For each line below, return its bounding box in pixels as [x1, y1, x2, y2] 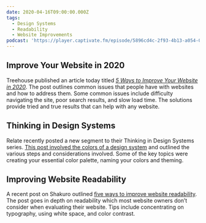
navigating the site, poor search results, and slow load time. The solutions [6, 96, 193, 103]
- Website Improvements [12, 32, 72, 38]
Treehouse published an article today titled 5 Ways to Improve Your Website [6, 76, 198, 84]
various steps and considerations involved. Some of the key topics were [6, 150, 188, 157]
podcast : [6, 37, 29, 44]
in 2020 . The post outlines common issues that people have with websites [6, 83, 194, 90]
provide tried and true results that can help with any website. [6, 103, 160, 110]
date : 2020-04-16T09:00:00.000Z [6, 9, 89, 15]
